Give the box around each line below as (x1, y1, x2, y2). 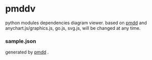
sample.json (5, 37, 36, 44)
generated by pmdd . (5, 49, 49, 55)
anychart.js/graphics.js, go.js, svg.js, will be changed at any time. (5, 25, 141, 31)
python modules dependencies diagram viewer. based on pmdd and (5, 20, 147, 26)
